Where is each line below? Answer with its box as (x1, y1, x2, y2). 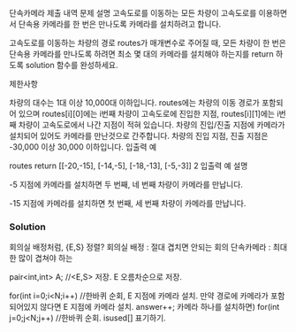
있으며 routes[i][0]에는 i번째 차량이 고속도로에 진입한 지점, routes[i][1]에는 (18, 109, 276, 119)
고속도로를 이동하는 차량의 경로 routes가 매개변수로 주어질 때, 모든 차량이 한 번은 (9, 38, 287, 48)
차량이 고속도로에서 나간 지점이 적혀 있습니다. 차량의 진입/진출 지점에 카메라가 (18, 120, 285, 130)
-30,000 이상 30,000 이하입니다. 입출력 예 (9, 142, 157, 152)
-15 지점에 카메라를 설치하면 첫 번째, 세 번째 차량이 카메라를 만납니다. (9, 198, 247, 208)
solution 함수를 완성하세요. (25, 60, 118, 70)
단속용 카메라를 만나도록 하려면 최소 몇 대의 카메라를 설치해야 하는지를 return (9, 49, 274, 59)
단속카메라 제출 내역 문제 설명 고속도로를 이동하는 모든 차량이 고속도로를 (9, 8, 257, 18)
